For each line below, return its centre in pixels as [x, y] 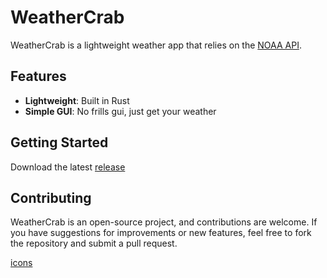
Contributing [51, 197]
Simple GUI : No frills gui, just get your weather [120, 111]
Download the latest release [68, 167]
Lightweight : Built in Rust [77, 100]
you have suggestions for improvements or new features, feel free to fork [161, 233]
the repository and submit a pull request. [94, 243]
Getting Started [59, 142]
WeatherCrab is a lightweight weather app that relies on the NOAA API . [156, 45]
